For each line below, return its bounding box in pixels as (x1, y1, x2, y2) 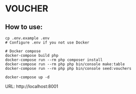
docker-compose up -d (5, 75, 50, 80)
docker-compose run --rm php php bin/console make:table (5, 62, 125, 67)
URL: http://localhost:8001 (5, 84, 58, 89)
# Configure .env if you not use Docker (5, 40, 90, 45)
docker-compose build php (5, 53, 58, 58)
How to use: (5, 23, 43, 31)
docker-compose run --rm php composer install (5, 57, 103, 62)
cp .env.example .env (5, 36, 50, 41)
